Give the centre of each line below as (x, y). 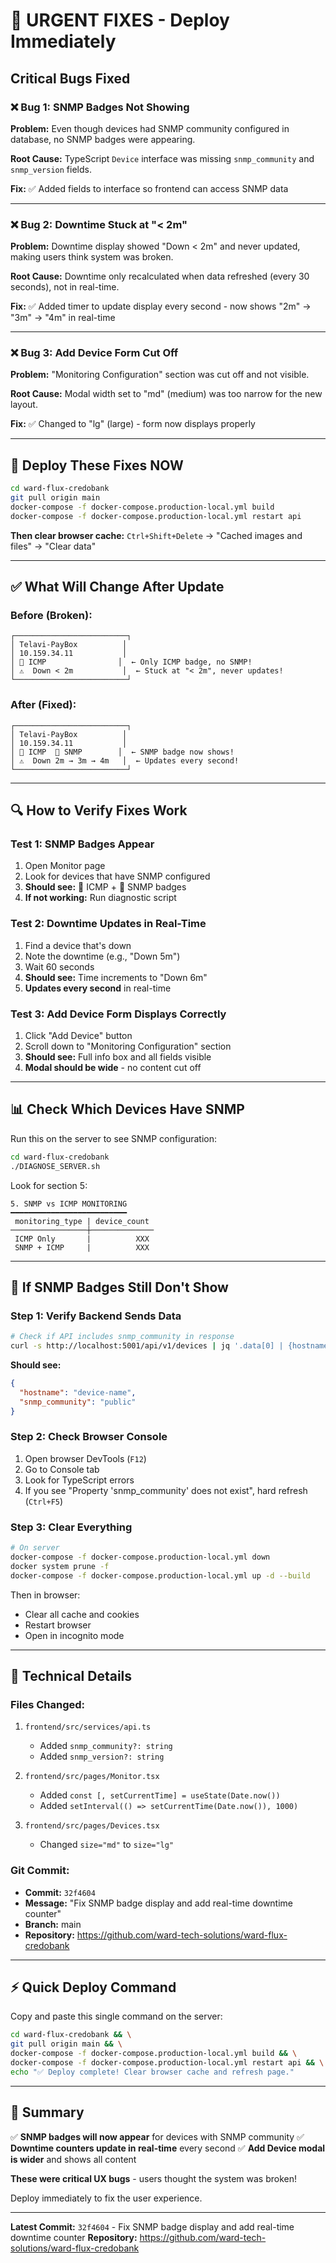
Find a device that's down (78, 945)
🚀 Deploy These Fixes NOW (97, 465)
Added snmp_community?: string (106, 1746)
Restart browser (58, 1625)
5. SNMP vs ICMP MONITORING (69, 1204)
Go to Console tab (62, 1469)
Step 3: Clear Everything (71, 1527)
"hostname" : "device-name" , (78, 1392)
